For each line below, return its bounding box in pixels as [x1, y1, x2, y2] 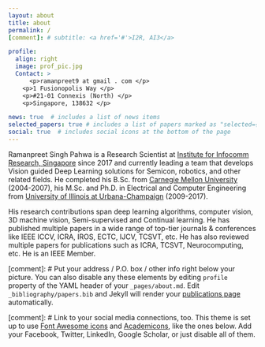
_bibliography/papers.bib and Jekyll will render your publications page [8, 289, 241, 298]
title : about [8, 19, 51, 27]
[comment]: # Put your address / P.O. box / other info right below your [8, 263, 235, 273]
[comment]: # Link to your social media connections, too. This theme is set [8, 312, 251, 322]
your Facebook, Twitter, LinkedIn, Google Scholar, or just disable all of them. [8, 329, 256, 339]
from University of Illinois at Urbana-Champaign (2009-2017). [8, 191, 209, 201]
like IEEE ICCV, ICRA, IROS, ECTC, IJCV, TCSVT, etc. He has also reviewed [8, 232, 250, 241]
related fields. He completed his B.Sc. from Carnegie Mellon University [8, 174, 238, 184]
